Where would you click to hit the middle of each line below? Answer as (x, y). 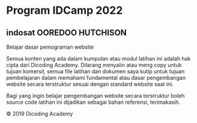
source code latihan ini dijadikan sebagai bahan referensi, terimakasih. (93, 102)
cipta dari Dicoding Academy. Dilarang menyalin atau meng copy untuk (94, 65)
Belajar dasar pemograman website (50, 47)
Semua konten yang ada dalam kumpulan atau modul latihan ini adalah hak (98, 58)
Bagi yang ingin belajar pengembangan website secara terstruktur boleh (95, 96)
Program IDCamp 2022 (65, 10)
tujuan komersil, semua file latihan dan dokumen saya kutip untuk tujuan (95, 71)
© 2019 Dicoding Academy (40, 114)
